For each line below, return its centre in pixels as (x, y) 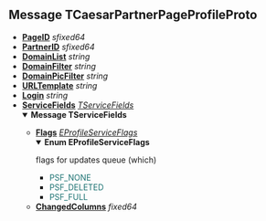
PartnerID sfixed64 (58, 47)
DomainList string (56, 56)
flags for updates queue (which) (96, 160)
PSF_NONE (70, 177)
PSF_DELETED (76, 187)
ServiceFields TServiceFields (78, 105)
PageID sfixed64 (53, 37)
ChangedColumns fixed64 (86, 206)
